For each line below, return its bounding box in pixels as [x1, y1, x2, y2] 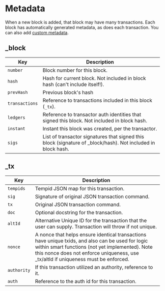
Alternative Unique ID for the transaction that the [35, 217, 147, 224]
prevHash [7, 89, 28, 95]
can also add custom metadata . [5, 29, 69, 35]
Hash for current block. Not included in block [42, 75, 146, 82]
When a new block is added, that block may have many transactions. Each [5, 19, 156, 25]
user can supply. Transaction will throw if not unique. [35, 223, 157, 230]
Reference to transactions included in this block [42, 97, 152, 104]
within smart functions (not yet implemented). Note [35, 243, 153, 250]
